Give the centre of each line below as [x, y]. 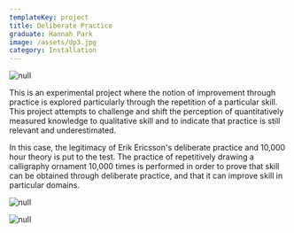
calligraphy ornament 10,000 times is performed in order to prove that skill [144, 167]
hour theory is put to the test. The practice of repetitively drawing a [132, 157]
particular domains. [44, 185]
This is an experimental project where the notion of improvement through [143, 93]
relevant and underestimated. [63, 130]
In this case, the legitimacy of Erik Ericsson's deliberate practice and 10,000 [147, 148]
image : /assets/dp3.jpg [53, 42]
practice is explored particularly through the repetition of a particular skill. [143, 102]
